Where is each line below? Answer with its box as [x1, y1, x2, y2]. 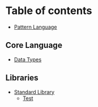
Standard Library [13, 88, 55, 95]
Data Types [13, 56, 42, 63]
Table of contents [5, 4, 93, 18]
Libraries [5, 73, 38, 83]
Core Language [5, 40, 62, 50]
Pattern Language [13, 23, 58, 30]
